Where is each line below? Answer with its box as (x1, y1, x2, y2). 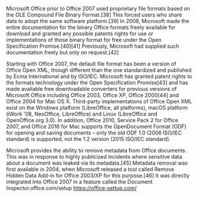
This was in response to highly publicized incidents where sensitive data (6, 153, 183, 160)
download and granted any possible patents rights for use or (6, 30, 154, 37)
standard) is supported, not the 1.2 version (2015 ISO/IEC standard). (6, 136, 171, 142)
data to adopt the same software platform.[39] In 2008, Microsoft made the (6, 18, 190, 24)
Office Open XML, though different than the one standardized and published (6, 67, 192, 73)
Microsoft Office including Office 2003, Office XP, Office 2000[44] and (6, 91, 179, 98)
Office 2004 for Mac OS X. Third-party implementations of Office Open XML (6, 98, 192, 105)
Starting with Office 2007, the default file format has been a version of (6, 60, 177, 67)
